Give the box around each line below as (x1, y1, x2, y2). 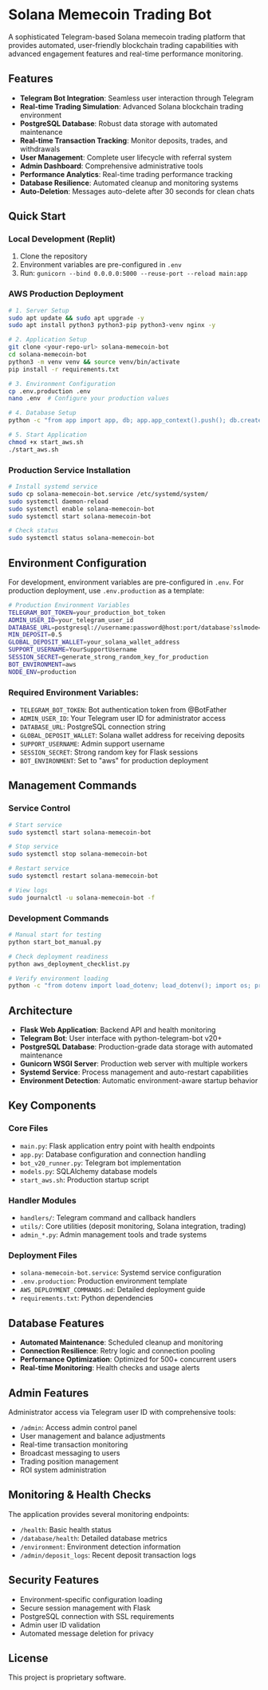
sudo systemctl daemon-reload (8, 497, 109, 506)
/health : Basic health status (19, 1525, 112, 1534)
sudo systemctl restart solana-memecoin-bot (8, 872, 159, 880)
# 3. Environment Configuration (8, 380, 116, 388)
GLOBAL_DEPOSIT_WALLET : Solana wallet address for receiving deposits (19, 731, 246, 740)
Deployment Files (8, 1250, 77, 1261)
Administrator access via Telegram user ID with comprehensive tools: (8, 1407, 237, 1416)
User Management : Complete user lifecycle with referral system (19, 152, 232, 162)
